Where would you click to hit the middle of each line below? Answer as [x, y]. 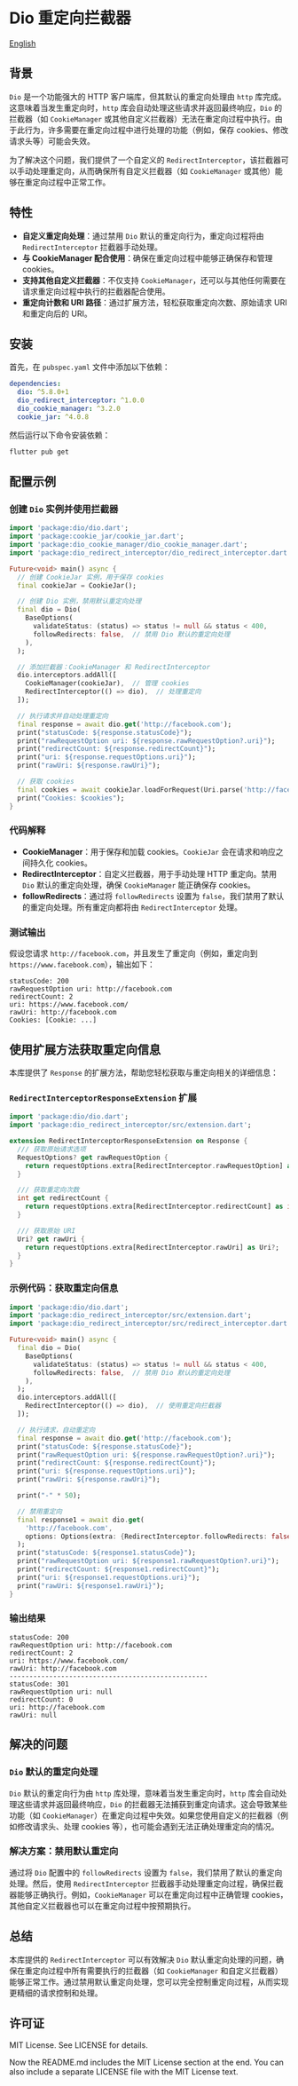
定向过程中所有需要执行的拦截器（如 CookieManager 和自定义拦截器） [157, 1971]
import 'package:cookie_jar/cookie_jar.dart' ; [97, 537]
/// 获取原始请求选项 [52, 1149]
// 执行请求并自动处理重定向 [63, 715]
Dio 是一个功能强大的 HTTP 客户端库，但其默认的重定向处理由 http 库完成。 [148, 96]
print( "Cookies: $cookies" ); [71, 798]
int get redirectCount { [63, 1198]
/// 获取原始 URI [47, 1230]
